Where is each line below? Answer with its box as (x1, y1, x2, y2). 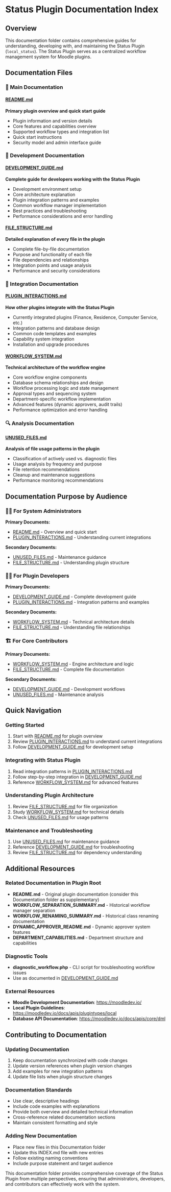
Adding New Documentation (5, 1132, 77, 1139)
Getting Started (5, 721, 44, 728)
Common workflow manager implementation (12, 202, 107, 208)
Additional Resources (5, 864, 75, 873)
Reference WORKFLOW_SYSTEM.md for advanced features (12, 779, 139, 785)
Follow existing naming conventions (12, 1155, 88, 1161)
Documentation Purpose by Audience (5, 492, 128, 501)
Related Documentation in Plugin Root (5, 879, 101, 886)
